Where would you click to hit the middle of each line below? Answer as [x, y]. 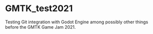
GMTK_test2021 [39, 8]
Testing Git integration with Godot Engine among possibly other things [77, 22]
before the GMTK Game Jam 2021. [40, 27]
